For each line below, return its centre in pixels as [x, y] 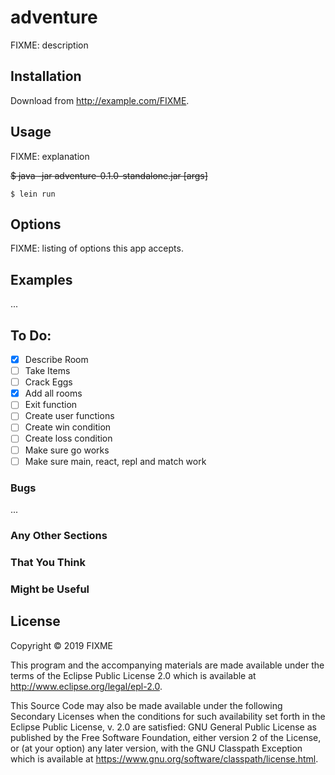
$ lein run [33, 194]
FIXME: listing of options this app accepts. [97, 248]
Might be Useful [50, 589]
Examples [41, 279]
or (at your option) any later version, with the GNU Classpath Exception [156, 748]
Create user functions [69, 416]
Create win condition [68, 427]
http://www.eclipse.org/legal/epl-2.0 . [86, 686]
